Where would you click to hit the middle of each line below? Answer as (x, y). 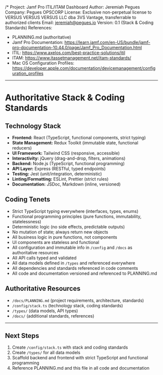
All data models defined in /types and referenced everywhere (73, 263)
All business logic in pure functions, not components (65, 237)
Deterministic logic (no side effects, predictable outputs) (68, 226)
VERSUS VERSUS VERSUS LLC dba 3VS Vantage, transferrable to (71, 17)
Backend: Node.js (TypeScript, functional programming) (68, 163)
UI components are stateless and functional (56, 242)
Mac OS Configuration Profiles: (43, 63)
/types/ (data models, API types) (45, 311)
